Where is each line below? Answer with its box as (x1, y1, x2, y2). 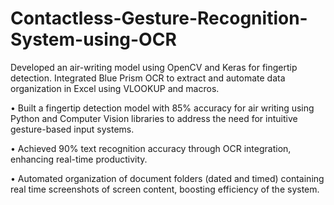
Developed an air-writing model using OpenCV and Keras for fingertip (10, 61, 298, 73)
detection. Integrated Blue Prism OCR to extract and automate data (10, 72, 286, 84)
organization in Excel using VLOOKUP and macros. (10, 82, 220, 94)
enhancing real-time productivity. (10, 153, 148, 165)
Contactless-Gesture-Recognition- (10, 7, 308, 30)
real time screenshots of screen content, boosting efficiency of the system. (10, 183, 320, 195)
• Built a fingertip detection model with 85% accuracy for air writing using (10, 102, 315, 114)
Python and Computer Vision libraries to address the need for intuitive (10, 112, 298, 124)
